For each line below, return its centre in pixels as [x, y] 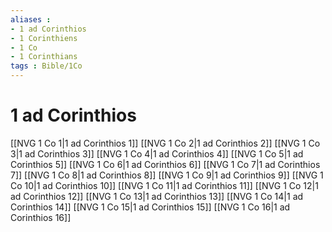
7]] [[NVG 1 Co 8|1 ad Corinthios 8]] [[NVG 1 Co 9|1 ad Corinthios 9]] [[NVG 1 [167, 175]
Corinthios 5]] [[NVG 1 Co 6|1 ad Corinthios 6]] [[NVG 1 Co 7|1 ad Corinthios [165, 164]
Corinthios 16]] [41, 217]
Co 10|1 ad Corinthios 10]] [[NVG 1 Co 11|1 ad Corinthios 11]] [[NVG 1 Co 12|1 [164, 185]
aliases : [31, 19]
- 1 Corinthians [44, 57]
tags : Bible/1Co [46, 66]
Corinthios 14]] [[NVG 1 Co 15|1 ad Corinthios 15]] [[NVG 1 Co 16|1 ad [150, 207]
